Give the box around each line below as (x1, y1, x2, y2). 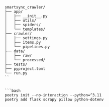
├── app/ (5, 9, 23, 14)
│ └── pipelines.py (5, 44, 50, 49)
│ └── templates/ (5, 27, 46, 32)
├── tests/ (5, 62, 28, 67)
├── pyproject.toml (5, 66, 46, 71)
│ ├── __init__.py (5, 14, 48, 19)
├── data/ (5, 49, 26, 54)
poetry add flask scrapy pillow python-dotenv (5, 97, 104, 102)
